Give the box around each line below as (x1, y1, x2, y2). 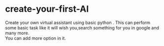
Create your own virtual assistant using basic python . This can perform (5, 20, 151, 25)
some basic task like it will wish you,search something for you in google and (5, 24, 159, 30)
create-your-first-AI (5, 3, 89, 15)
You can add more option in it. (5, 35, 66, 41)
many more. (5, 30, 30, 36)
